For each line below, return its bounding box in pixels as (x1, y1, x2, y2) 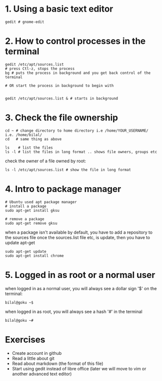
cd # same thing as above (5, 137, 62, 141)
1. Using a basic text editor (5, 3, 113, 15)
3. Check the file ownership (5, 112, 118, 123)
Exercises (5, 334, 46, 345)
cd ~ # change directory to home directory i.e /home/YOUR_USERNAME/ (5, 128, 149, 133)
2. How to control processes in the (5, 35, 146, 47)
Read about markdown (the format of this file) (12, 361, 103, 366)
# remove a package (5, 216, 45, 222)
